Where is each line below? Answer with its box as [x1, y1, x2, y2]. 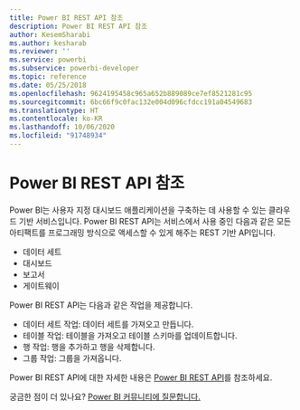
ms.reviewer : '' [9, 47, 70, 56]
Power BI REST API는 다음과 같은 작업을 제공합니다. [9, 300, 193, 310]
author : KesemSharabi [9, 30, 91, 39]
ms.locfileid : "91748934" [9, 131, 107, 140]
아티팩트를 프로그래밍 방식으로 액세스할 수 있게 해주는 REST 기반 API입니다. [9, 227, 276, 238]
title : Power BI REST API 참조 [9, 13, 124, 23]
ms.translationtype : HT [9, 106, 99, 115]
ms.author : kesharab [9, 38, 88, 48]
